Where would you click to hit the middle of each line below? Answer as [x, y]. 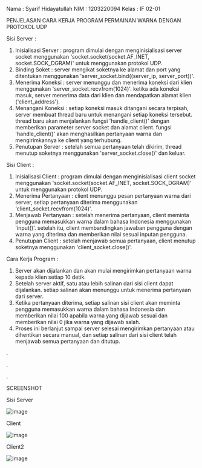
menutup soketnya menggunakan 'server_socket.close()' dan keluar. [100, 153]
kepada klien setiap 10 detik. [50, 277]
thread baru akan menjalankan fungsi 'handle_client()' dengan [92, 121]
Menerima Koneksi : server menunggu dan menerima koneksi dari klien [103, 82]
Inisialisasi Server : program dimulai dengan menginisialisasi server [99, 50]
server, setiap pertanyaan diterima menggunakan [76, 202]
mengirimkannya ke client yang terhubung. [68, 140]
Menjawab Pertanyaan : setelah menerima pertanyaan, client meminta [102, 215]
